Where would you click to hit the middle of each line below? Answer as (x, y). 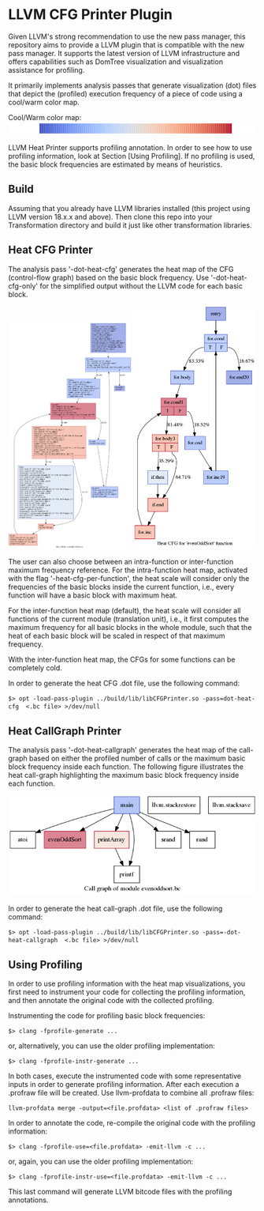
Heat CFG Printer (50, 250)
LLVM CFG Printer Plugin (91, 15)
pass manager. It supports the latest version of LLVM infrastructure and (124, 53)
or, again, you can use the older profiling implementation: (101, 1161)
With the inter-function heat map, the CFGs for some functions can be (122, 660)
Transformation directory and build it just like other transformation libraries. (130, 225)
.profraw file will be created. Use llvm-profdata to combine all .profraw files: (131, 1092)
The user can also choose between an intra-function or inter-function (121, 562)
